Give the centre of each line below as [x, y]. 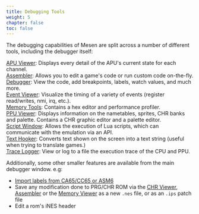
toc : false [20, 28]
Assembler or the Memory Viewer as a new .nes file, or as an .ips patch [103, 193]
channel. [17, 70]
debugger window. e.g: [34, 169]
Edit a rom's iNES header [45, 206]
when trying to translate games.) [46, 145]
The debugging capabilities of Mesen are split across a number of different [98, 45]
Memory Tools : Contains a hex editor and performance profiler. [83, 107]
